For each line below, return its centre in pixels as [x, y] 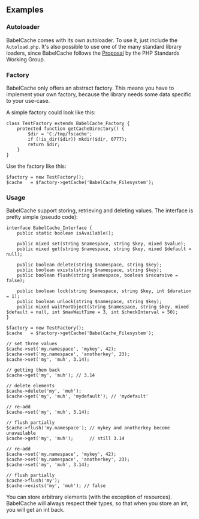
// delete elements [31, 386]
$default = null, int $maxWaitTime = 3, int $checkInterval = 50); [92, 312]
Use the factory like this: [36, 166]
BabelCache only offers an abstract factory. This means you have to [90, 88]
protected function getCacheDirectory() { [71, 129]
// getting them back [33, 370]
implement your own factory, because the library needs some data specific [99, 94]
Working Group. [26, 59]
